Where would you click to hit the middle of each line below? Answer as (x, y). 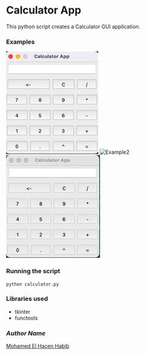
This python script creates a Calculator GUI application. (73, 26)
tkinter (22, 311)
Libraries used (27, 299)
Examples (21, 42)
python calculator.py (33, 284)
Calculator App (44, 10)
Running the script (33, 271)
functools (26, 318)
